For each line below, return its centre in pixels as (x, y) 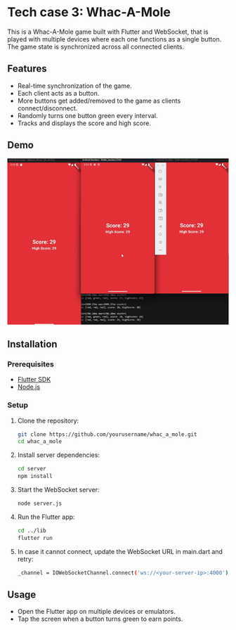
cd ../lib (32, 531)
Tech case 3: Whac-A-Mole (89, 12)
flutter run (35, 538)
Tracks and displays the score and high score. (84, 123)
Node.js (29, 387)
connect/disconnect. (47, 108)
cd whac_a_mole (40, 442)
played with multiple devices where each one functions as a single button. (114, 39)
